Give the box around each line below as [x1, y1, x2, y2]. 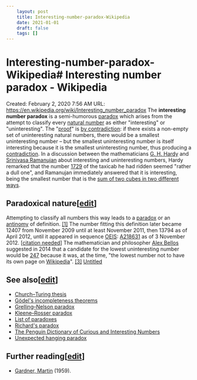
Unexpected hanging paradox [14, 334, 87, 341]
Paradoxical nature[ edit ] [6, 198, 97, 209]
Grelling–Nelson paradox [14, 303, 75, 310]
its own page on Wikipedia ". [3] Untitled [6, 258, 103, 265]
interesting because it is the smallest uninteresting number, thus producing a [6, 144, 192, 151]
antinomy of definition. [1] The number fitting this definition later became [6, 220, 182, 227]
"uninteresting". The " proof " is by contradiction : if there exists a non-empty [6, 125, 189, 132]
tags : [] [16, 31, 38, 36]
